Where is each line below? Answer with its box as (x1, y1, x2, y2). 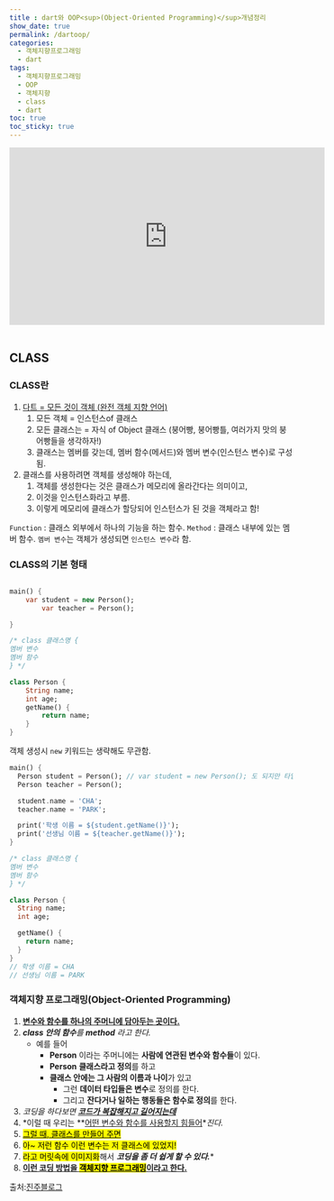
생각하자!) (67, 435, 102, 446)
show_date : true (9, 22, 70, 31)
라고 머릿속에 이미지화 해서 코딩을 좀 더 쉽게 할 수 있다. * (22, 1151, 214, 1161)
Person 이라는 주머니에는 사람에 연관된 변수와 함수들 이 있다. (49, 1050, 261, 1060)
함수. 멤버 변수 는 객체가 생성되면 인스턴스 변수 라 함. (18, 533, 192, 544)
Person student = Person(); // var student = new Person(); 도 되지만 (17, 772, 281, 781)
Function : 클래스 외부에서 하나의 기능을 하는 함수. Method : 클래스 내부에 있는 (9, 522, 281, 533)
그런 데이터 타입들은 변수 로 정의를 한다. (62, 1083, 200, 1094)
